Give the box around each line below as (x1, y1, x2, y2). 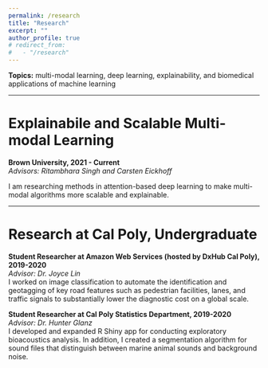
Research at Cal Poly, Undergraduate (8, 225, 258, 244)
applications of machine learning (8, 79, 116, 88)
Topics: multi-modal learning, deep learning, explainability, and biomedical (8, 71, 254, 80)
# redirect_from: (8, 41, 66, 49)
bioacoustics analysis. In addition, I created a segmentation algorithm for (8, 335, 247, 344)
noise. (8, 351, 29, 361)
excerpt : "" (8, 26, 48, 34)
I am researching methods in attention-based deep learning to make (8, 181, 232, 191)
